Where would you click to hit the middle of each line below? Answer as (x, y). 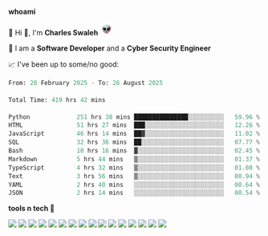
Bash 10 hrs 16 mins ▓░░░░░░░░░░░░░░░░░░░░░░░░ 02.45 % (134, 151)
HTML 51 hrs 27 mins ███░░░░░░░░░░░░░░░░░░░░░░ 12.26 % (134, 125)
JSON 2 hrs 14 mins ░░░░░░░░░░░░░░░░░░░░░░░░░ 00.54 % (134, 193)
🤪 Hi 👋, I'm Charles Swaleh (53, 33)
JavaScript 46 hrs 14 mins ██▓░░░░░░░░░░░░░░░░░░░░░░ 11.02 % (134, 134)
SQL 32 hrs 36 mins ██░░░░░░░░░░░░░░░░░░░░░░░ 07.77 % (134, 142)
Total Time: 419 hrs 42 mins (57, 100)
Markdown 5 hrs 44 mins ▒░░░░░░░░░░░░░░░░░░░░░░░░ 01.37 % (134, 159)
